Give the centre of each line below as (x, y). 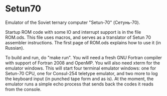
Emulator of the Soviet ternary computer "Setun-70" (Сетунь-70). (73, 22)
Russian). (15, 48)
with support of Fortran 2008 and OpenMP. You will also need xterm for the (83, 63)
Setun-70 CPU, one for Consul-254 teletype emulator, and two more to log (82, 73)
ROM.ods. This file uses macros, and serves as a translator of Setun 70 (78, 37)
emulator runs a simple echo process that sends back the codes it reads (79, 84)
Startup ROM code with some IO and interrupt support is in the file (73, 32)
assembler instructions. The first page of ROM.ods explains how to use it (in (83, 42)
